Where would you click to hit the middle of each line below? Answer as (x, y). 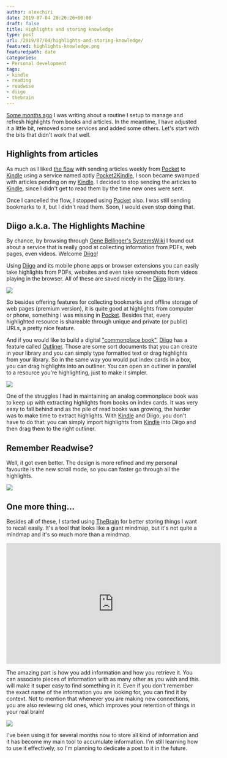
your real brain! (25, 712)
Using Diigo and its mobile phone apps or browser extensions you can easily (103, 266)
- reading (19, 80)
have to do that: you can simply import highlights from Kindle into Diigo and (101, 422)
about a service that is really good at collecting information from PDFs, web (102, 247)
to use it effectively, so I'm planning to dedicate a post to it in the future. (97, 748)
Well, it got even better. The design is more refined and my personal (92, 463)
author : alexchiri (30, 12)
